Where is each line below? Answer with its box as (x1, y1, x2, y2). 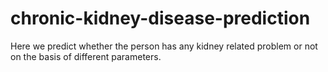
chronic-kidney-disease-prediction (10, 7, 311, 30)
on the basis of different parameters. (10, 50, 162, 62)
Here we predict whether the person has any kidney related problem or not (10, 40, 318, 52)
